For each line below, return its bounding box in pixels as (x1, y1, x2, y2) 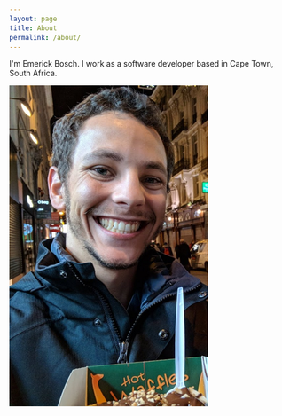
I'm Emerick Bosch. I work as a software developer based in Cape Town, (9, 59, 274, 69)
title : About (9, 23, 58, 33)
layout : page (9, 14, 58, 23)
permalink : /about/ (9, 33, 82, 42)
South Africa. (9, 67, 58, 79)
